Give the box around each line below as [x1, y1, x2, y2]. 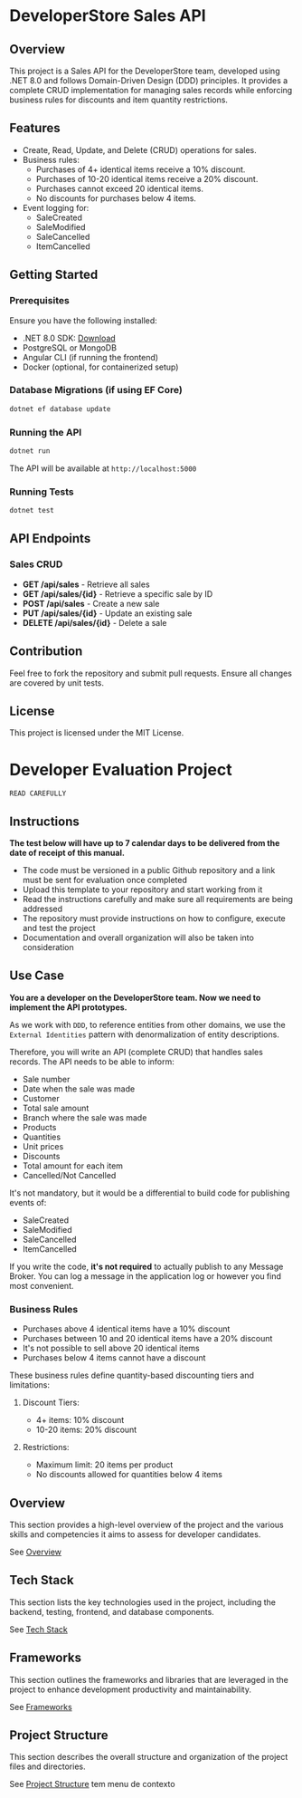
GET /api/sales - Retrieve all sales [22, 579, 151, 590]
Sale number [22, 1073, 71, 1084]
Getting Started [9, 267, 99, 283]
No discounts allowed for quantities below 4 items [35, 1469, 223, 1480]
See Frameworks [9, 1701, 72, 1712]
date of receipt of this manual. [9, 848, 125, 859]
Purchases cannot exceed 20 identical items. [35, 183, 204, 194]
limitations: [9, 1380, 51, 1390]
